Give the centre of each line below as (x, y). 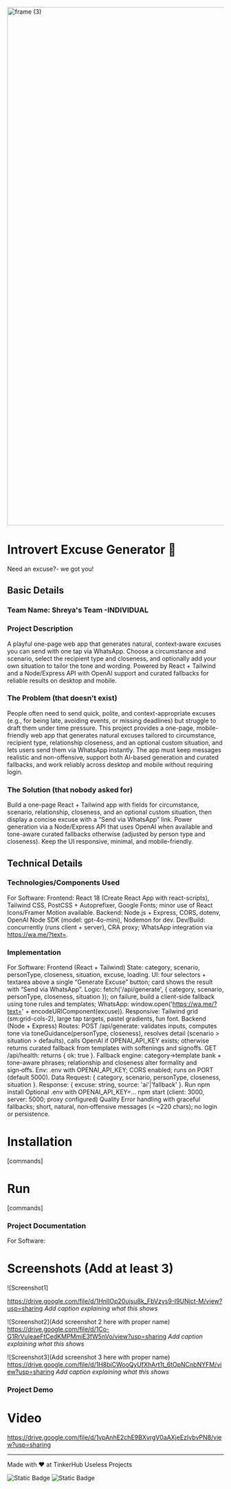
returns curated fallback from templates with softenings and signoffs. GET (112, 1048)
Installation (40, 1142)
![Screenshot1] (28, 1288)
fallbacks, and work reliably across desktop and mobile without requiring (110, 765)
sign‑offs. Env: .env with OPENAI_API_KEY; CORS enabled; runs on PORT (110, 1070)
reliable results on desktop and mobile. (62, 680)
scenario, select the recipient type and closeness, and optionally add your (112, 658)
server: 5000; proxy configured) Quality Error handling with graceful (104, 1099)
